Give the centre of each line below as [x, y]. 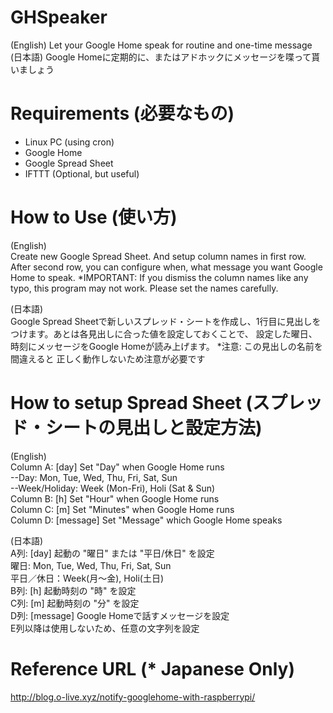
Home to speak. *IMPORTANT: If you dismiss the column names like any [159, 277]
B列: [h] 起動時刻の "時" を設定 [73, 590]
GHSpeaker [59, 17]
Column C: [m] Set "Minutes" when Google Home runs [122, 509]
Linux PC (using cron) [69, 142]
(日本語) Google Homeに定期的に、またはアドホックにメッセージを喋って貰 [165, 57]
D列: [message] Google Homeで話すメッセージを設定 [120, 615]
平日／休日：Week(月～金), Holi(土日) [87, 578]
